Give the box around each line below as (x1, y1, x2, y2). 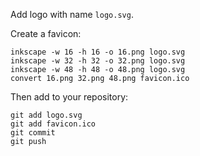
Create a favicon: (10, 28, 82, 39)
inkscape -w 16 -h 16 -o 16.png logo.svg (10, 47, 186, 57)
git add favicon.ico (10, 119, 97, 129)
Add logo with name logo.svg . (10, 9, 134, 20)
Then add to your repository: (10, 91, 129, 103)
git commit (10, 128, 56, 138)
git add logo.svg (10, 110, 83, 120)
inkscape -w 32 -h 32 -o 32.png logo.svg (10, 56, 186, 66)
